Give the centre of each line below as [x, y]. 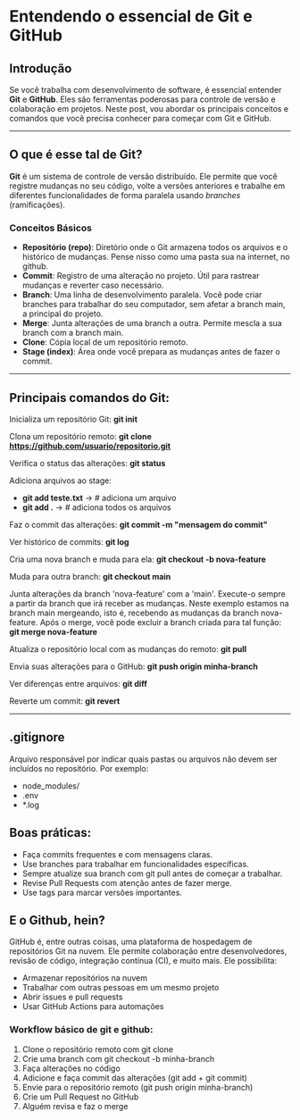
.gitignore [37, 737]
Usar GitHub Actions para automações [93, 1007]
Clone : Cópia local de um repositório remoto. [105, 342]
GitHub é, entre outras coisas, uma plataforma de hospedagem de [131, 942]
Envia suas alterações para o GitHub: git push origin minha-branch [134, 666]
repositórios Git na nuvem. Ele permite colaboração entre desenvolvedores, [148, 951]
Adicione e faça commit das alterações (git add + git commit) [135, 1077]
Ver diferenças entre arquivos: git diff [78, 683]
